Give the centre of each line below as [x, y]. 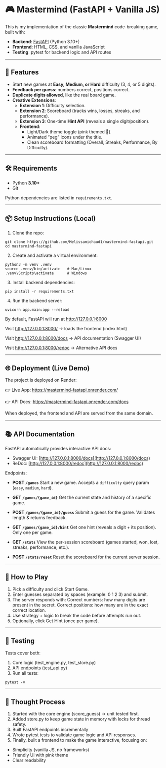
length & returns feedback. [40, 518]
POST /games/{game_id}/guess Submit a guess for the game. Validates [83, 512]
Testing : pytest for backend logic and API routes [62, 52]
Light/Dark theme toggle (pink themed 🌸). [69, 131]
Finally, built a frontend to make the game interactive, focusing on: [80, 740]
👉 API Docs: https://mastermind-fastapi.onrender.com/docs [67, 402]
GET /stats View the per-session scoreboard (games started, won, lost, [85, 542]
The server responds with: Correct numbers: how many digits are [79, 599]
